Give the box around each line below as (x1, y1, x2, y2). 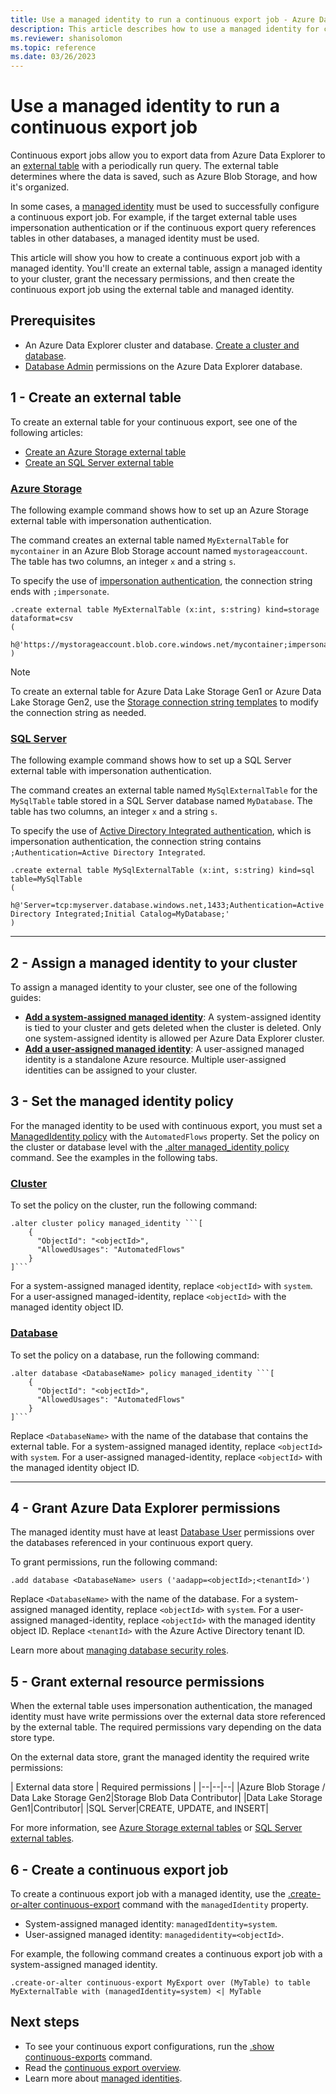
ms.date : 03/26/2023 (10, 52, 97, 62)
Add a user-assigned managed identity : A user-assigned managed (24, 1043, 305, 1055)
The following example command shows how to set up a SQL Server (10, 754, 292, 766)
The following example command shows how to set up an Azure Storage (10, 504, 310, 516)
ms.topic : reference (10, 42, 97, 53)
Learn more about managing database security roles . (10, 1644, 229, 1656)
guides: (10, 992, 42, 1004)
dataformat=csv (10, 613, 74, 623)
